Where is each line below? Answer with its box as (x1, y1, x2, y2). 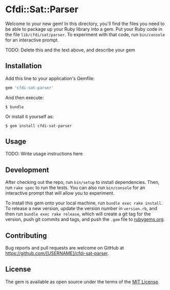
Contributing (5, 231, 47, 240)
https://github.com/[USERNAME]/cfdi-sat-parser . (5, 250, 109, 257)
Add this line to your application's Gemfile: (5, 75, 95, 81)
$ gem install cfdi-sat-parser (5, 123, 72, 129)
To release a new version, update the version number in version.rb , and (5, 205, 158, 212)
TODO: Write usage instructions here (5, 151, 83, 157)
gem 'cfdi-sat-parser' (5, 85, 54, 90)
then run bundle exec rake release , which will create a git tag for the (5, 211, 151, 217)
